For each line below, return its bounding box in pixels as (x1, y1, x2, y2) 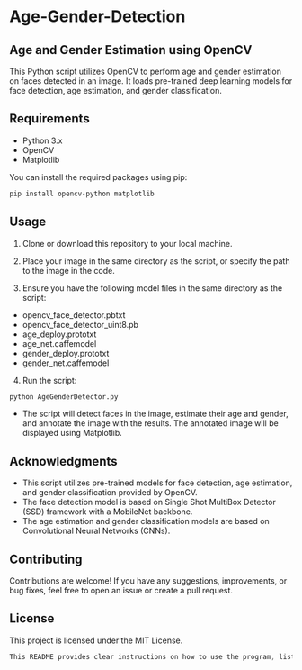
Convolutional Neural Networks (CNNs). (22, 525, 171, 537)
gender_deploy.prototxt (22, 348, 110, 358)
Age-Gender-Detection (9, 6, 186, 27)
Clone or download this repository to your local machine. (22, 238, 233, 249)
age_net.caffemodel (22, 338, 97, 349)
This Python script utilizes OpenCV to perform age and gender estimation (9, 66, 281, 77)
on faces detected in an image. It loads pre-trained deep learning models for (9, 76, 293, 86)
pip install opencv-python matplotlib (9, 189, 155, 198)
